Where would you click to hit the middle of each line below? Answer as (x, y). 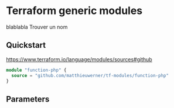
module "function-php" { (36, 70)
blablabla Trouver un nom (37, 27)
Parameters (28, 99)
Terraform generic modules (74, 11)
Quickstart (26, 45)
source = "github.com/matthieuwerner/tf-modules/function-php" (90, 75)
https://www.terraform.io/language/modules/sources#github (79, 59)
